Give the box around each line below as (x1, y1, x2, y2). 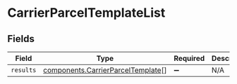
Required (174, 54, 205, 63)
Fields (7, 33, 35, 45)
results (11, 66, 37, 74)
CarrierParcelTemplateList (7, 5, 166, 21)
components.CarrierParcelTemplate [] (43, 65, 167, 75)
